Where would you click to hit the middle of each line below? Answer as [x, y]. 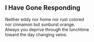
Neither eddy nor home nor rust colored [45, 19]
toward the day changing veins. [36, 34]
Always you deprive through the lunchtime [47, 29]
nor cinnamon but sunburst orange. [40, 24]
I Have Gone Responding [43, 8]
